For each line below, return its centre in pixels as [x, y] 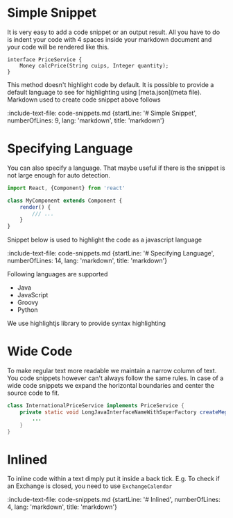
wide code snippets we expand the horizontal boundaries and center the [111, 386]
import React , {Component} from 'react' [67, 188]
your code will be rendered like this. [58, 47]
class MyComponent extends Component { [65, 201]
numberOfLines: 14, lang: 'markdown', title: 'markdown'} [87, 261]
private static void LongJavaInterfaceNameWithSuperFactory [108, 412]
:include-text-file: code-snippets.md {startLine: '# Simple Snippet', [102, 113]
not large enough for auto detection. [59, 175]
